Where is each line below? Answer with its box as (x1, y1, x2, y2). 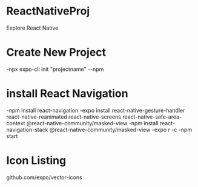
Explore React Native (6, 24, 59, 31)
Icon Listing (6, 154, 67, 167)
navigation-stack (6, 126, 48, 133)
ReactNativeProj (6, 4, 90, 18)
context (6, 119, 25, 126)
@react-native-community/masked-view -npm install (26, 119, 159, 126)
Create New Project (6, 45, 107, 59)
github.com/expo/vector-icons (6, 174, 83, 181)
